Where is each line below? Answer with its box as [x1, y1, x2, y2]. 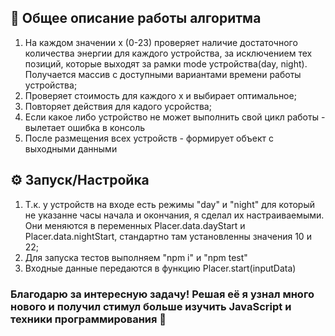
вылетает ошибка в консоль [24, 121, 146, 133]
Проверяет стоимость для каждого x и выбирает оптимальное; [24, 89, 297, 101]
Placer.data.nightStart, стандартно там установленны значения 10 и [24, 230, 312, 242]
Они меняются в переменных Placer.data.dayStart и [24, 219, 246, 231]
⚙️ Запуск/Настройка [10, 172, 150, 189]
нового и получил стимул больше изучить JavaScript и [10, 299, 292, 313]
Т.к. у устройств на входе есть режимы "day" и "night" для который [24, 198, 316, 210]
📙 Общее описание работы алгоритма [10, 10, 262, 27]
